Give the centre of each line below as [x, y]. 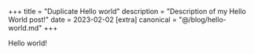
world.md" [25, 28]
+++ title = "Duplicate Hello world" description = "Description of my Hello [127, 11]
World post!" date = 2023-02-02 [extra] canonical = [92, 20]
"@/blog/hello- [202, 20]
